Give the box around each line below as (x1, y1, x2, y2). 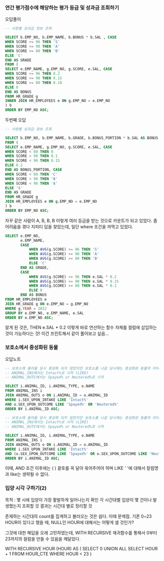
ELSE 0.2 (5, 163, 23, 168)
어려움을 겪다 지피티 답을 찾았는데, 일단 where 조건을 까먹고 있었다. (5, 224, 133, 229)
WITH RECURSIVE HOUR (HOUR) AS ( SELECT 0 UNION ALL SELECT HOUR (5, 545, 158, 551)
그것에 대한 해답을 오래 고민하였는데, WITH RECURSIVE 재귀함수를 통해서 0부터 (5, 530, 158, 536)
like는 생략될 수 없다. (10, 471, 50, 477)
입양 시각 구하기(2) (5, 485, 47, 492)
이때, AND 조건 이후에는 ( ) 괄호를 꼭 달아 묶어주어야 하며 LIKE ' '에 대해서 (5, 465, 145, 471)
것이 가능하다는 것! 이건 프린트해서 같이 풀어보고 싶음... (5, 331, 109, 336)
